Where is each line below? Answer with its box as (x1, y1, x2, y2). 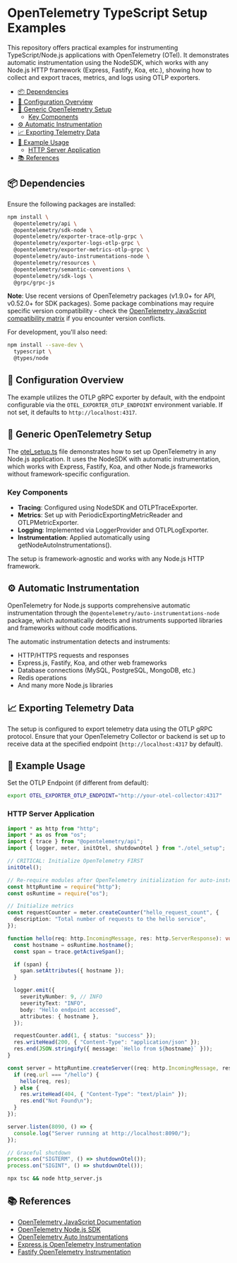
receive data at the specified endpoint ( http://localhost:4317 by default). (7, 739, 224, 748)
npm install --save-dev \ (7, 342, 83, 349)
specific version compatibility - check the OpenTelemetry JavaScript (7, 307, 207, 315)
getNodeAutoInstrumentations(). (17, 540, 112, 549)
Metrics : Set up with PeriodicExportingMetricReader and (17, 510, 183, 519)
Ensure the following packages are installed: (7, 200, 136, 208)
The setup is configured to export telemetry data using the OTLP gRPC (7, 725, 213, 733)
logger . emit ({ (13, 986, 55, 994)
